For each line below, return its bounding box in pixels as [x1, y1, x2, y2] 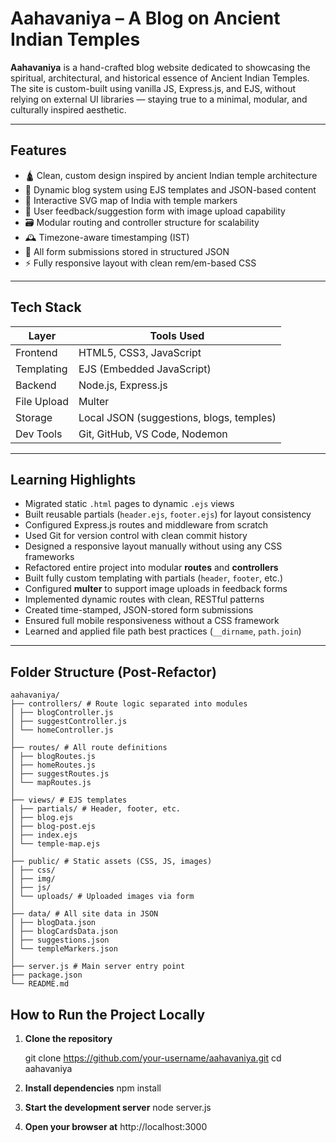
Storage [15, 410, 53, 424]
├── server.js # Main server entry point [10, 962, 186, 972]
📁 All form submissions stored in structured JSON [24, 245, 230, 257]
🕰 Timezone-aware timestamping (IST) [24, 231, 190, 243]
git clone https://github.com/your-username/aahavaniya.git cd [24, 1052, 282, 1064]
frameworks [24, 551, 75, 563]
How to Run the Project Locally [10, 1006, 206, 1023]
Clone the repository [24, 1033, 113, 1044]
